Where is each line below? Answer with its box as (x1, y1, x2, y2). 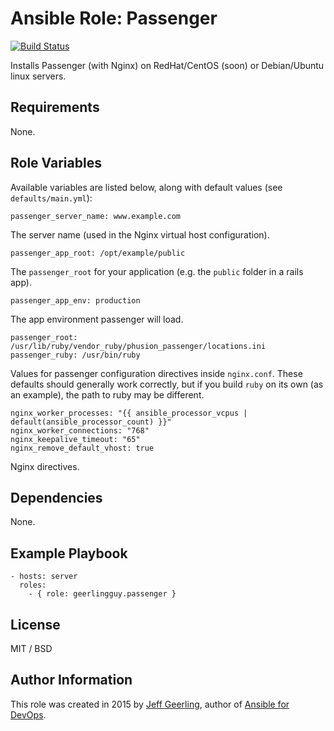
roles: (19, 580, 47, 591)
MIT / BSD (10, 643, 53, 654)
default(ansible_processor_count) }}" (10, 417, 172, 427)
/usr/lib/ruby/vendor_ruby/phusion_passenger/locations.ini (10, 341, 267, 351)
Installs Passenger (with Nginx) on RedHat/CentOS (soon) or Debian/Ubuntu (10, 59, 325, 71)
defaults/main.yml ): (10, 192, 93, 204)
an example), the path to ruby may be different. (10, 388, 205, 401)
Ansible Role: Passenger (10, 7, 218, 30)
